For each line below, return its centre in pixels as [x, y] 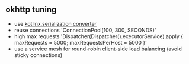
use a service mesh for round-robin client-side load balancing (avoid [98, 49]
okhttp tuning [31, 10]
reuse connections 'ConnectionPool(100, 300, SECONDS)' [85, 30]
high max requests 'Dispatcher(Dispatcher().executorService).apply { [99, 36]
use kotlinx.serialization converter [55, 23]
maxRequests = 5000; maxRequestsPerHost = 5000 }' [81, 42]
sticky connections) [38, 55]
